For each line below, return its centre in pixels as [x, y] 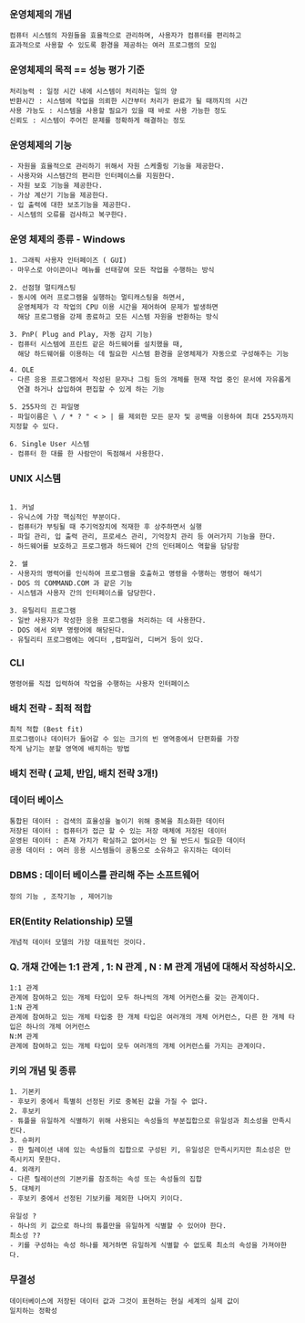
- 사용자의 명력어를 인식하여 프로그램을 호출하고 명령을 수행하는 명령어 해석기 [136, 574]
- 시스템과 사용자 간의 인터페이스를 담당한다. [83, 593]
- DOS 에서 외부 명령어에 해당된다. [67, 630]
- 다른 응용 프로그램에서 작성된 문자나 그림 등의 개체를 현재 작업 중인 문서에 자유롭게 [150, 380]
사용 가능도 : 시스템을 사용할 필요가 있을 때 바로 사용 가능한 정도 [118, 110]
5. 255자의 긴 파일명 [45, 407]
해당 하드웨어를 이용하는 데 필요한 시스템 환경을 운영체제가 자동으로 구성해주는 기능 [153, 354]
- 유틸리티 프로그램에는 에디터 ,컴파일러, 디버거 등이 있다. [107, 640]
